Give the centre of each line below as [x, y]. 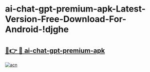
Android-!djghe [37, 29]
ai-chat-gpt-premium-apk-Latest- [75, 9]
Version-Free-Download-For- [66, 19]
